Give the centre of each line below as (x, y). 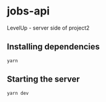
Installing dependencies (53, 47)
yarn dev (18, 93)
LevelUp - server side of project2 (48, 28)
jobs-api (28, 11)
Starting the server (44, 79)
